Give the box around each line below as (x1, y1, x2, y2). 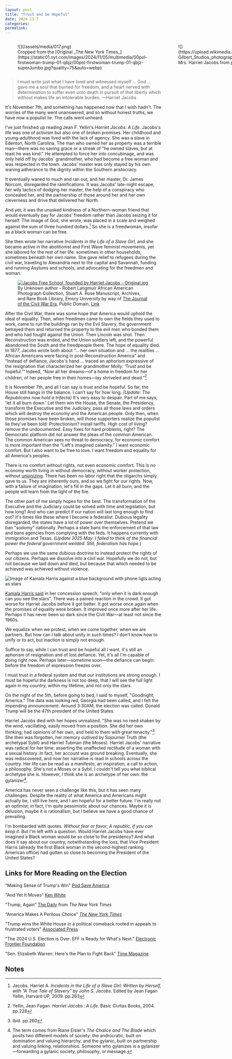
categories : (5, 21, 30, 26)
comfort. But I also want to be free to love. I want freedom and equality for (5, 447, 157, 453)
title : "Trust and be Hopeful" (5, 12, 70, 17)
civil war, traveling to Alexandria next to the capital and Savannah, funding (5, 259, 157, 266)
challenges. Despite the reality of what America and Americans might (5, 792, 147, 798)
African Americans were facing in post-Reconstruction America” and (5, 353, 145, 358)
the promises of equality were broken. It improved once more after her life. (5, 606, 158, 612)
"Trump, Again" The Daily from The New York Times (5, 902, 112, 908)
